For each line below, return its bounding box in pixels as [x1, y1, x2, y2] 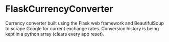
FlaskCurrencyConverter [5, 3, 113, 15]
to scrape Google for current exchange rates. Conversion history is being [5, 25, 159, 31]
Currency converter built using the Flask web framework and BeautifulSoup [5, 20, 164, 26]
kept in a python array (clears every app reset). [5, 31, 105, 37]
